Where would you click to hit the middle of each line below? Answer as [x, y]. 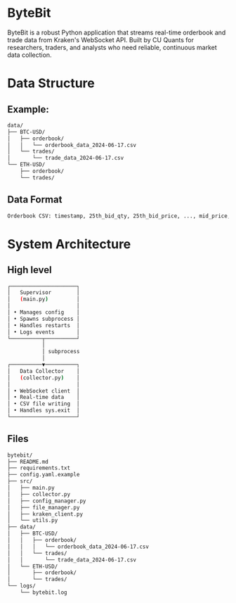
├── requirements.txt [39, 468]
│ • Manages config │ [44, 312]
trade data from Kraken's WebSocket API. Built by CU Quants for [101, 39]
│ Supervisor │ [44, 293]
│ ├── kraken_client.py [45, 514]
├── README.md [28, 462]
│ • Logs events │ [44, 332]
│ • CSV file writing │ [44, 404]
